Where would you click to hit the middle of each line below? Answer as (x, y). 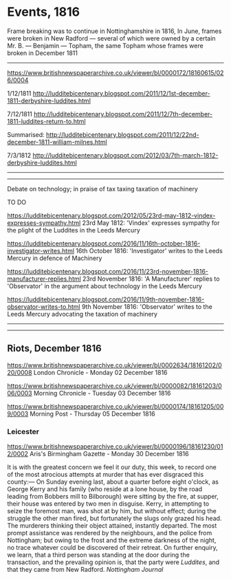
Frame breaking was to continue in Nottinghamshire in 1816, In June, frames (114, 31)
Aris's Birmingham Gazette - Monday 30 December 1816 (109, 454)
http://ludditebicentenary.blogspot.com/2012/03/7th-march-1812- (125, 155)
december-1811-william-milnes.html (57, 142)
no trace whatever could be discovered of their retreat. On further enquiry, (112, 548)
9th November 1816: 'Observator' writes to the (147, 306)
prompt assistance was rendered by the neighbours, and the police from (110, 533)
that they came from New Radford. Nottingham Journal (85, 570)
